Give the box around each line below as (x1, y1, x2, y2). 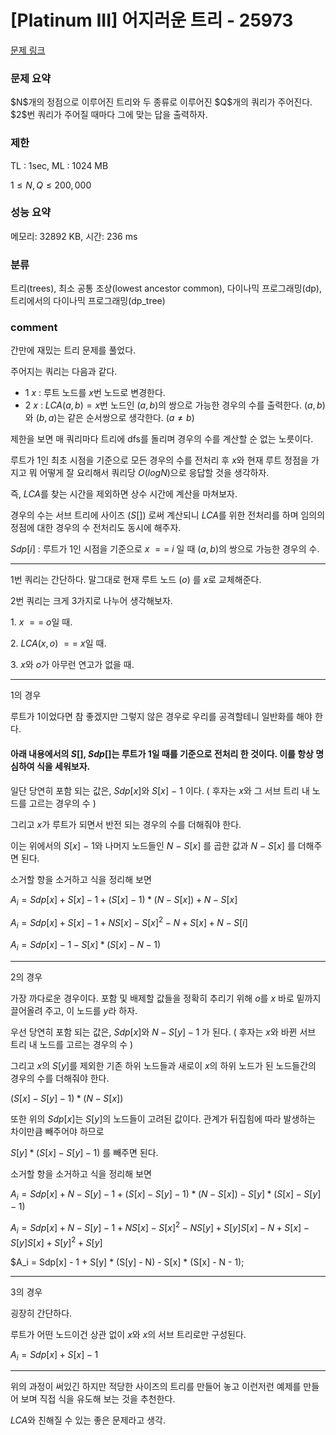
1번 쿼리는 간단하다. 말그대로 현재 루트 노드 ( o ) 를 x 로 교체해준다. (10, 574, 262, 586)
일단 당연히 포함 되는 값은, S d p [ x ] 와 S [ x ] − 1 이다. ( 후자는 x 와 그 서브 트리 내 (10, 784, 310, 796)
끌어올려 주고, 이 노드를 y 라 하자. (10, 1004, 138, 1016)
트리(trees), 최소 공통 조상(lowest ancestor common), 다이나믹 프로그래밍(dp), (10, 282, 322, 295)
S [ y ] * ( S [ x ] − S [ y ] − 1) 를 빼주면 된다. (10, 1146, 159, 1158)
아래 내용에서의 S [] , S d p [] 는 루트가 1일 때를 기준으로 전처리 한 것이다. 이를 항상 (10, 748, 314, 760)
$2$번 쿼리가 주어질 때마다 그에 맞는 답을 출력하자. (10, 109, 208, 121)
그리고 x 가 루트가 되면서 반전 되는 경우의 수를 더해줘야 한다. (10, 818, 242, 830)
